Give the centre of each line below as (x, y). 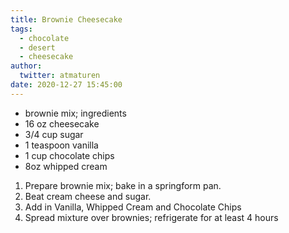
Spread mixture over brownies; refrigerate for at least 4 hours (151, 217)
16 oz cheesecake (62, 123)
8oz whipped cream (66, 166)
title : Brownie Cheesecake (66, 19)
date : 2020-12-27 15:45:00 (66, 85)
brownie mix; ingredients (75, 113)
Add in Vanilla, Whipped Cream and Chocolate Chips (133, 207)
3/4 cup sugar (54, 134)
